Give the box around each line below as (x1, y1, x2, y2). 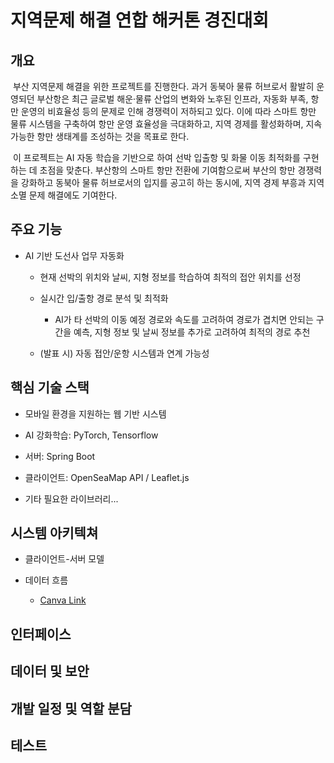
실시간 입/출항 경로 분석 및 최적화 (39, 292, 169, 304)
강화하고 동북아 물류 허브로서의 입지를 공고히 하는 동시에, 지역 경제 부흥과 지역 (20, 177, 325, 188)
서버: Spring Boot (24, 450, 96, 462)
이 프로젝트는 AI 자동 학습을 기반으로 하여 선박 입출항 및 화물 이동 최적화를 (12, 152, 301, 163)
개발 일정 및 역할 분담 (10, 700, 132, 717)
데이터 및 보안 (10, 663, 90, 680)
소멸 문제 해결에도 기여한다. (10, 189, 118, 201)
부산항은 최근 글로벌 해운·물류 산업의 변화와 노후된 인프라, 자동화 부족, (36, 93, 309, 105)
